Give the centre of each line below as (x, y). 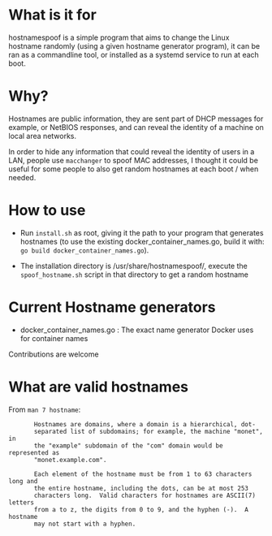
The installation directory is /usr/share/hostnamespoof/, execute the (134, 266)
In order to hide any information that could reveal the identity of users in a (132, 151)
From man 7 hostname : (45, 409)
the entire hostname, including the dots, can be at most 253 (141, 488)
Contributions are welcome (54, 354)
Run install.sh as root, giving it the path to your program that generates (142, 232)
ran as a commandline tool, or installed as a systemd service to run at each (134, 54)
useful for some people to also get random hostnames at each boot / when (134, 169)
